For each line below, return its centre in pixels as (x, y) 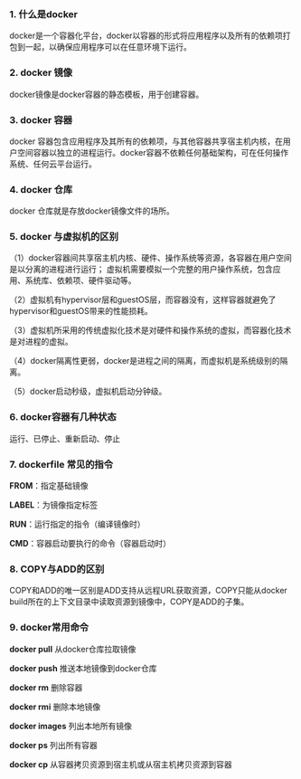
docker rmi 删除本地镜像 (55, 707)
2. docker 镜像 (41, 72)
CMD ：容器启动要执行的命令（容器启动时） (90, 544)
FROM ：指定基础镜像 (49, 486)
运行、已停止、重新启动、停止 (65, 438)
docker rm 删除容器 (46, 687)
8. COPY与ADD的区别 (57, 569)
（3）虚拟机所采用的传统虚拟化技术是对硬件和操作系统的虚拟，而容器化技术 (150, 330)
